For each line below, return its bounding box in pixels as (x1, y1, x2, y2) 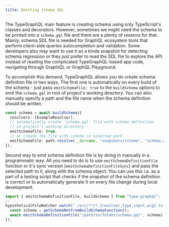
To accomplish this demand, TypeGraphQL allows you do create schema (5, 73, 156, 80)
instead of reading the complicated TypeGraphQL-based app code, (5, 58, 144, 64)
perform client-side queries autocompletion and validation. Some (5, 42, 140, 48)
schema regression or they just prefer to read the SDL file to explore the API (5, 53, 162, 59)
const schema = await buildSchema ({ (5, 110, 82, 115)
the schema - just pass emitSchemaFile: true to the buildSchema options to (5, 84, 160, 91)
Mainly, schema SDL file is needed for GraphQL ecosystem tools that (5, 37, 148, 43)
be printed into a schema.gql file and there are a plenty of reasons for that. (5, 32, 158, 38)
